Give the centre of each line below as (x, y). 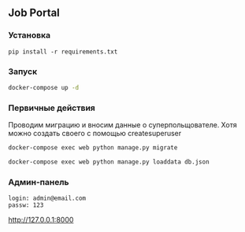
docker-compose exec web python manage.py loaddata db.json (109, 162)
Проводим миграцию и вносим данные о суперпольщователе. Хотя (123, 125)
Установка (30, 35)
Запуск (23, 72)
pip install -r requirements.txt (63, 52)
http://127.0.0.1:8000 (41, 220)
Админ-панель (39, 182)
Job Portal (34, 13)
